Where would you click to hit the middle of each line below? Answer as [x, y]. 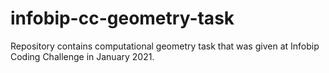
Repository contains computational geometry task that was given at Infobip [165, 46]
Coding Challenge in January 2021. [82, 56]
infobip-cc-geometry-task [122, 18]
